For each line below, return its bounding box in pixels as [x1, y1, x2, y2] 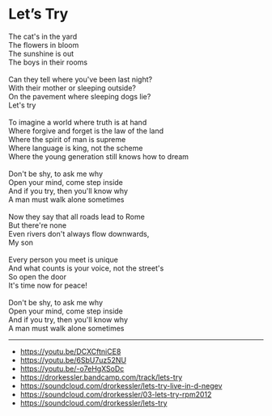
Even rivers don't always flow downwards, [8, 229, 150, 238]
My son [8, 237, 34, 247]
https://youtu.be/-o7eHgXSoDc [19, 363, 125, 373]
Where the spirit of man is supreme [8, 134, 126, 144]
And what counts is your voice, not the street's [8, 263, 164, 273]
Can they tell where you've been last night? [8, 74, 152, 84]
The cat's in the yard [8, 32, 78, 41]
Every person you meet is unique [8, 254, 119, 264]
